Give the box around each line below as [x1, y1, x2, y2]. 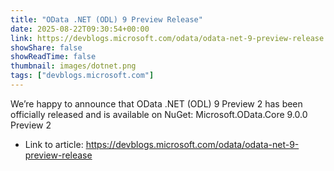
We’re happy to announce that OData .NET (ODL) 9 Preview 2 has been [10, 97, 303, 110]
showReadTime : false [10, 52, 97, 62]
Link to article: [24, 138, 84, 150]
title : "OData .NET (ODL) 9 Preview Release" [10, 14, 203, 25]
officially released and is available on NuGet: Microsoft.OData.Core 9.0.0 [10, 108, 308, 120]
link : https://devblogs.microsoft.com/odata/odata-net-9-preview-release [10, 33, 325, 43]
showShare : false [10, 42, 83, 53]
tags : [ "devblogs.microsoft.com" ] [10, 71, 155, 81]
